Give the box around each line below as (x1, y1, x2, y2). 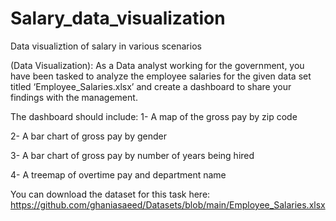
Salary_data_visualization (10, 7, 226, 30)
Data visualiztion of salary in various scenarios (10, 40, 202, 52)
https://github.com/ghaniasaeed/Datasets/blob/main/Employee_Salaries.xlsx (10, 198, 326, 211)
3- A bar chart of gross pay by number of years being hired (10, 149, 255, 161)
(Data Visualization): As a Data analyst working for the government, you (10, 59, 305, 71)
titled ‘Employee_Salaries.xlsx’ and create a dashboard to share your (10, 80, 292, 92)
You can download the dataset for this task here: (10, 188, 211, 200)
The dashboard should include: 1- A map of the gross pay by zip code (10, 110, 298, 122)
